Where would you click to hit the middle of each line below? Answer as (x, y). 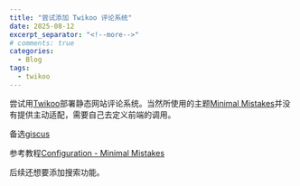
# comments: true (42, 43)
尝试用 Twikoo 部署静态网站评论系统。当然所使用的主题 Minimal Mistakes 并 (146, 103)
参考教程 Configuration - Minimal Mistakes (87, 153)
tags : (19, 69)
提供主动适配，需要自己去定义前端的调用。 (96, 115)
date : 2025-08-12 (42, 26)
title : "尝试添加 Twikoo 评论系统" (71, 18)
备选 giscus (30, 134)
